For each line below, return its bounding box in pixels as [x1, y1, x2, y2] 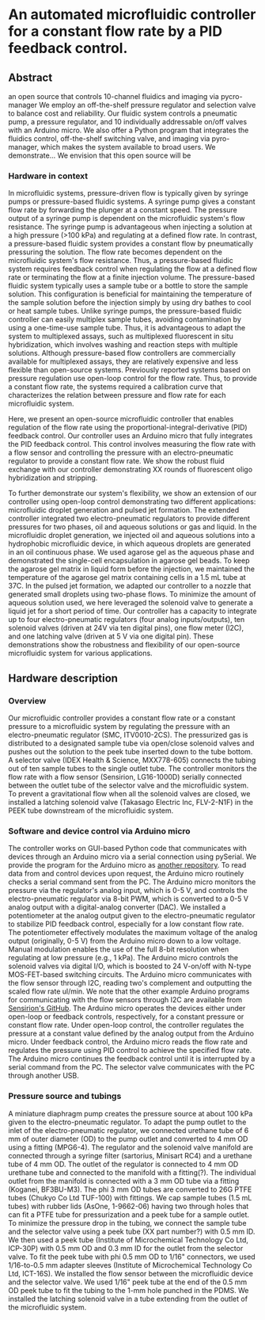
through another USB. [8, 1071, 79, 1081]
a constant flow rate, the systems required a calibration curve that [8, 382, 223, 391]
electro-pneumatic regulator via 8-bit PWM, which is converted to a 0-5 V [8, 894, 249, 904]
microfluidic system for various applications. [8, 648, 153, 658]
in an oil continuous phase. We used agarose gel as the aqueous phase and [8, 547, 255, 557]
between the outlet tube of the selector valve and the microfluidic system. [8, 780, 249, 790]
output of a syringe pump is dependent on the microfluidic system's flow [8, 214, 245, 223]
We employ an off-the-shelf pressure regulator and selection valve [39, 101, 256, 109]
